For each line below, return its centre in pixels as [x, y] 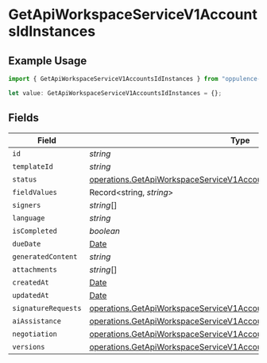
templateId [33, 166]
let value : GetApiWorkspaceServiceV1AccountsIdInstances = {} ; [115, 93]
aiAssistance [37, 321]
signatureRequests [47, 308]
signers [27, 205]
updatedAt [31, 295]
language [29, 218]
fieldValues [35, 192]
